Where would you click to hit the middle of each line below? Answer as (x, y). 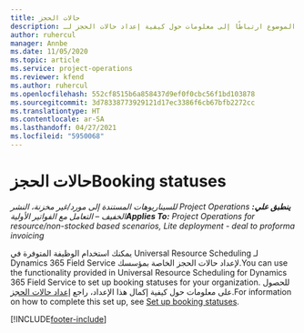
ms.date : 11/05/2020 (50, 52)
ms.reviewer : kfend (47, 77)
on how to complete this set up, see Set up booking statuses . (125, 301)
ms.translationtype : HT (56, 111)
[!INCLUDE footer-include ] (59, 318)
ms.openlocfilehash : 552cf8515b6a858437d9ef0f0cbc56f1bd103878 (133, 94)
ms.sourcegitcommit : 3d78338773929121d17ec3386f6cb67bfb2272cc (133, 102)
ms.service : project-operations (71, 69)
